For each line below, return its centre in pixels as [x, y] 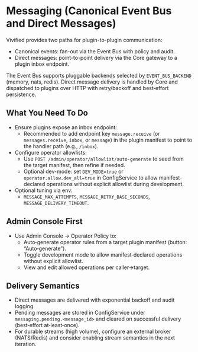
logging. [25, 306]
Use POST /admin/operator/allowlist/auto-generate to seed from [104, 159]
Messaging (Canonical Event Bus [89, 11]
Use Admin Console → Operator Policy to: [66, 236]
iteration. [25, 344]
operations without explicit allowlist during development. [115, 184]
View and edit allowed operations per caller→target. [86, 267]
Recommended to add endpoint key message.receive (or [92, 133]
